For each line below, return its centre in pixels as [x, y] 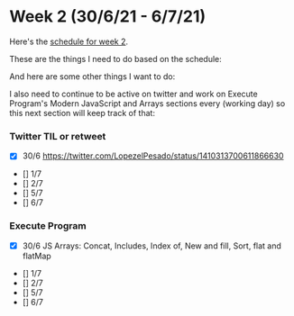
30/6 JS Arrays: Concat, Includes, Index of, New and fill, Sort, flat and [152, 246]
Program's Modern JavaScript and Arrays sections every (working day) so [147, 103]
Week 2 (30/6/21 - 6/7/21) [108, 17]
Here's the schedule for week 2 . [69, 41]
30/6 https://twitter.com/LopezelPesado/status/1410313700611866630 [153, 156]
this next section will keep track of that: [83, 113]
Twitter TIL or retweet [58, 136]
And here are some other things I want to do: [92, 76]
